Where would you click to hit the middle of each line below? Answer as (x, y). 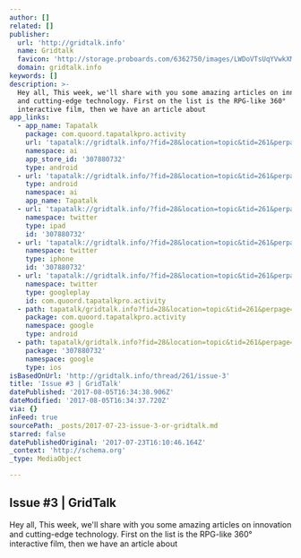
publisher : (30, 34)
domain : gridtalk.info (60, 68)
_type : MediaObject (46, 459)
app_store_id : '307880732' (76, 159)
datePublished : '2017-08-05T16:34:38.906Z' (92, 392)
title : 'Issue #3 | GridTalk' (66, 384)
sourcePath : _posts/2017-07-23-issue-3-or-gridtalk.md (114, 425)
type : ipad (46, 226)
